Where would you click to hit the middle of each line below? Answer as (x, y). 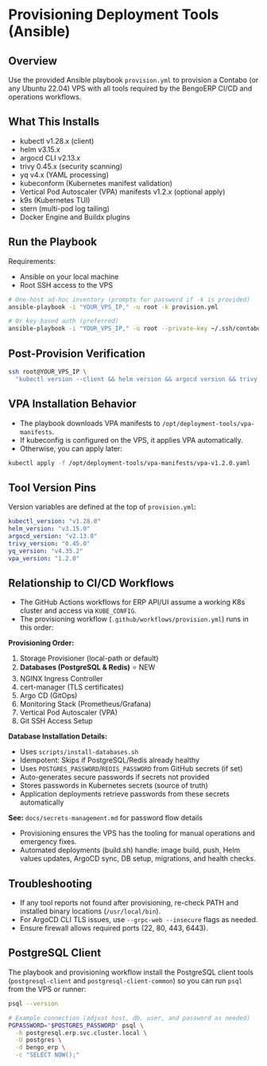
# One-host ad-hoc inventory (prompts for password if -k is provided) (129, 300)
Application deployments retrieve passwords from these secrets (125, 794)
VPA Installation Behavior (72, 404)
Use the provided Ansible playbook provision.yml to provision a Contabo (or (133, 80)
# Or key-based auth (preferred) (64, 321)
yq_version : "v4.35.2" (46, 551)
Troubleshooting (50, 884)
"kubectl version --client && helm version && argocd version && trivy (137, 379)
